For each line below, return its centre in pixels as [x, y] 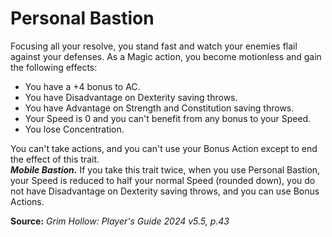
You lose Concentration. [74, 129]
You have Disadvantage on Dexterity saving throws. [131, 97]
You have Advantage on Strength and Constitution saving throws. [159, 108]
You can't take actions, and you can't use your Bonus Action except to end [164, 148]
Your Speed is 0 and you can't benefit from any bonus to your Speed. [168, 118]
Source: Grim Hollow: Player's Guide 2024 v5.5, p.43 [120, 221]
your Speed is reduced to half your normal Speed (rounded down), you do [163, 180]
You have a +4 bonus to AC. [82, 86]
